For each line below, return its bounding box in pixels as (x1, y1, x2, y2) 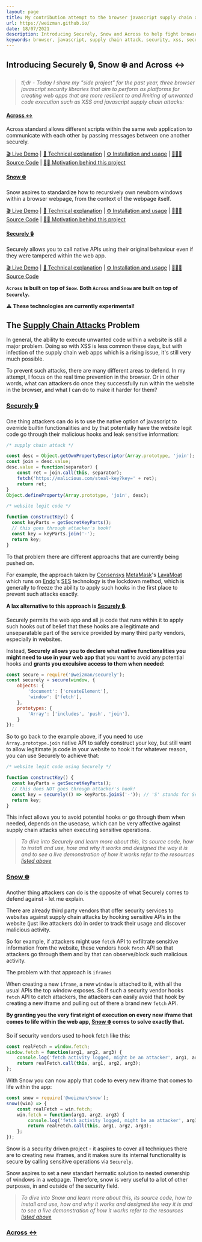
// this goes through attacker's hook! (11, 525, 112, 531)
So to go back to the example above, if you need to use (6, 733, 143, 740)
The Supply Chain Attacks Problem (6, 320, 140, 330)
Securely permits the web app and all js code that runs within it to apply (6, 616, 184, 623)
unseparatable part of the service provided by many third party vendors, (6, 629, 186, 636)
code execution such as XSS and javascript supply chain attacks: (20, 98, 185, 106)
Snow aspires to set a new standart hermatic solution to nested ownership (6, 1170, 190, 1177)
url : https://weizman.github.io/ (6, 20, 90, 26)
